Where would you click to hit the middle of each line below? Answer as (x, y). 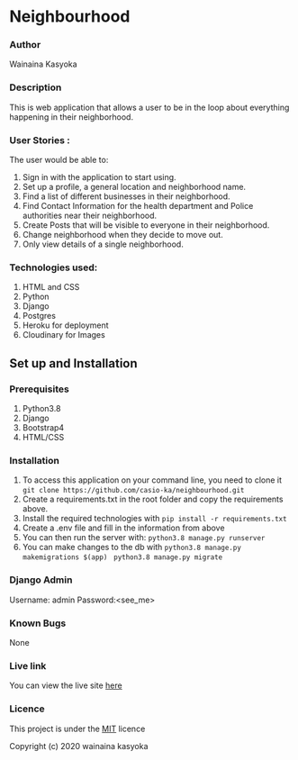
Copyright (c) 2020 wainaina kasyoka (79, 746)
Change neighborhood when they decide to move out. (122, 235)
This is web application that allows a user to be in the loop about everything (149, 107)
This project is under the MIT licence (77, 728)
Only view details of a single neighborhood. (103, 244)
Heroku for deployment (66, 325)
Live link (28, 665)
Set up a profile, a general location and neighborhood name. (134, 187)
